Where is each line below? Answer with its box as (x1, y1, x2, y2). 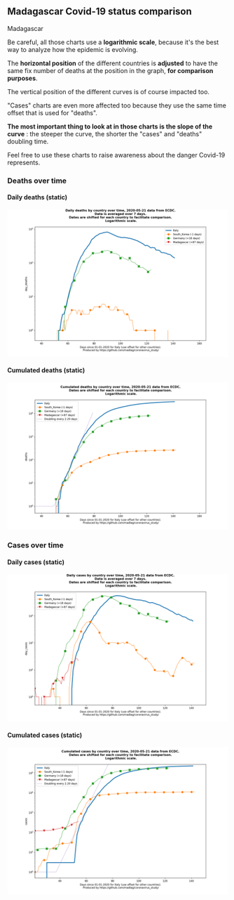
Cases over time (7, 540, 64, 550)
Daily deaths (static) (7, 193, 68, 202)
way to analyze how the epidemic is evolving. (7, 45, 139, 53)
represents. (7, 158, 41, 167)
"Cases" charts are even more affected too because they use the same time (7, 101, 226, 110)
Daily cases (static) (7, 558, 65, 566)
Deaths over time (7, 176, 67, 185)
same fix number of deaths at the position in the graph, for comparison (7, 66, 214, 74)
